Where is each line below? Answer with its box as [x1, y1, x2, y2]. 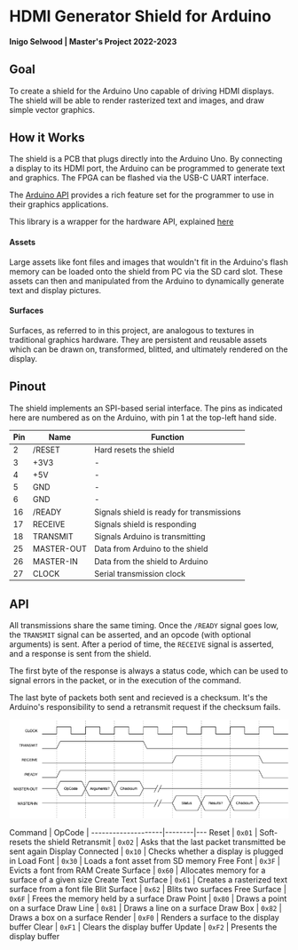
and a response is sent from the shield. [9, 649, 152, 659]
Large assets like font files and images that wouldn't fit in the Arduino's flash [9, 256, 288, 267]
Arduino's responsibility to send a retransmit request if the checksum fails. [9, 702, 281, 713]
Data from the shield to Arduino [94, 555, 208, 566]
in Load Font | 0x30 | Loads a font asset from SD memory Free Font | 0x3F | [9, 855, 281, 866]
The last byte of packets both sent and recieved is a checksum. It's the [9, 692, 268, 703]
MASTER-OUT [32, 544, 87, 555]
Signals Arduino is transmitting [94, 531, 206, 542]
